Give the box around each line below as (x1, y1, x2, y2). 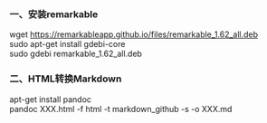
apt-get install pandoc (9, 93, 92, 105)
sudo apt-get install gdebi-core (9, 39, 126, 50)
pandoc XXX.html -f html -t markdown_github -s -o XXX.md (9, 103, 233, 114)
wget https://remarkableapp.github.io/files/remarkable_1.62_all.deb (9, 29, 259, 40)
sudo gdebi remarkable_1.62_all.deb (9, 48, 143, 60)
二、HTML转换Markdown (9, 72, 122, 85)
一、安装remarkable (9, 7, 99, 20)
